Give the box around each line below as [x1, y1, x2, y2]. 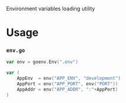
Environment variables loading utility [6, 5, 95, 12]
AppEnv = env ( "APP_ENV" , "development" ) [17, 76, 121, 82]
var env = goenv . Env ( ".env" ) [6, 59, 78, 65]
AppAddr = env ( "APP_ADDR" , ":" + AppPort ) [17, 86, 118, 92]
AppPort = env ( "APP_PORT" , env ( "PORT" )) [17, 81, 118, 87]
